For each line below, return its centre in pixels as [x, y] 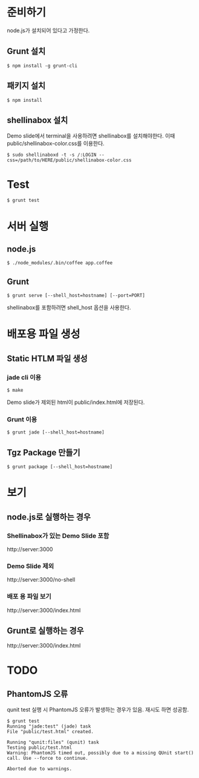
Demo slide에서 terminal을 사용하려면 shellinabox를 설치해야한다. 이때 [91, 136]
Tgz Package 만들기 [44, 452]
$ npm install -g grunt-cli [42, 65]
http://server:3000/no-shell [41, 580]
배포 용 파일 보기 [29, 597]
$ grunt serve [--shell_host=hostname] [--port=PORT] [76, 296]
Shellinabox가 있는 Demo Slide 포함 [58, 535]
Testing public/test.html [39, 748]
